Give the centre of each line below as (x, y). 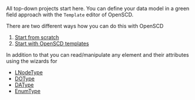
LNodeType (29, 72)
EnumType (27, 91)
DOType (24, 79)
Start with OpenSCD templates (52, 44)
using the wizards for (32, 61)
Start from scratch (37, 37)
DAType (24, 85)
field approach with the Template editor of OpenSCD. (70, 15)
